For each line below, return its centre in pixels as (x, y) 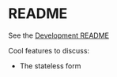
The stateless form (50, 66)
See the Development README (58, 35)
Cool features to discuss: (49, 50)
